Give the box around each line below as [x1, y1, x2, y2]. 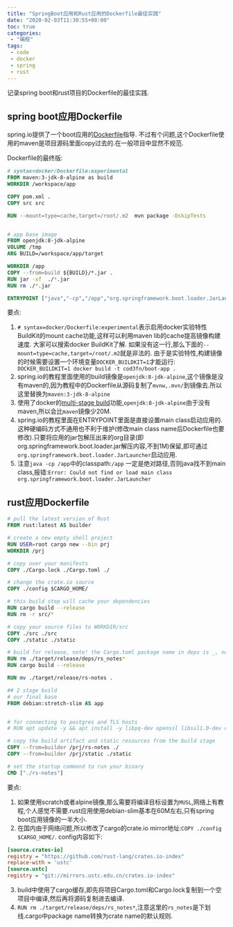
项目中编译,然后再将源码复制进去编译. [17, 894, 125, 903]
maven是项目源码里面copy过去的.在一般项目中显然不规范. [19, 139, 184, 147]
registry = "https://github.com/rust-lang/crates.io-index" [7, 853, 185, 860]
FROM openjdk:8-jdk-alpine [7, 237, 85, 244]
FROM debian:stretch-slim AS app [7, 700, 104, 707]
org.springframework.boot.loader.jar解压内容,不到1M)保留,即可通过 [17, 442, 208, 451]
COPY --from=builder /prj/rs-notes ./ [7, 744, 119, 751]
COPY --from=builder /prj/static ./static [7, 750, 132, 757]
